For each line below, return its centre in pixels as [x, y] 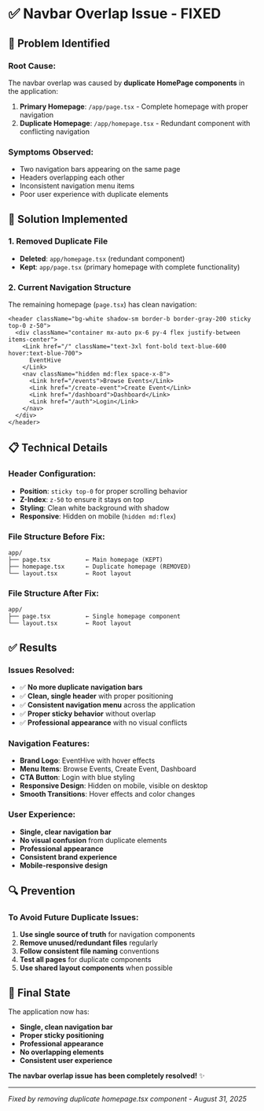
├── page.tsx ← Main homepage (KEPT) [86, 560]
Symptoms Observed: [51, 152]
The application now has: [49, 1012]
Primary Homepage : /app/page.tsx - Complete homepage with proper [134, 106]
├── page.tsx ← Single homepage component [94, 617]
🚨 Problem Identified [59, 43]
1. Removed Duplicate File [58, 241]
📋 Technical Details [58, 447]
